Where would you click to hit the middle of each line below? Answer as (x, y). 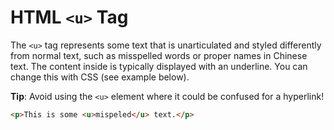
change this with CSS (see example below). (100, 77)
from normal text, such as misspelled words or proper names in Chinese (159, 55)
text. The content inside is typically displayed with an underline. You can (159, 66)
